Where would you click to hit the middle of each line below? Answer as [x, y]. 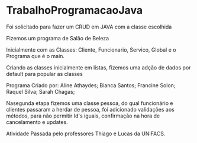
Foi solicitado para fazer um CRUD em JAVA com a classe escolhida [89, 27]
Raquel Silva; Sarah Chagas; [41, 91]
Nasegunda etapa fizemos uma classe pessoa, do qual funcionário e [90, 103]
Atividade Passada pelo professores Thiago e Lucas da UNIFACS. [86, 134]
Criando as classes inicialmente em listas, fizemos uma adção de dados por [98, 67]
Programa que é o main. [35, 56]
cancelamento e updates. [37, 122]
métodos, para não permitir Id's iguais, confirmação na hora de [83, 116]
